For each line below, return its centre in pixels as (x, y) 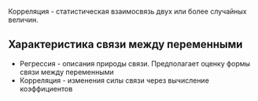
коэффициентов (46, 88)
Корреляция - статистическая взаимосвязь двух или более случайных (128, 11)
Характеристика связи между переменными (125, 45)
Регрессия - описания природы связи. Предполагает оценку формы (135, 63)
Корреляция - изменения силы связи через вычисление (114, 80)
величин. (24, 20)
